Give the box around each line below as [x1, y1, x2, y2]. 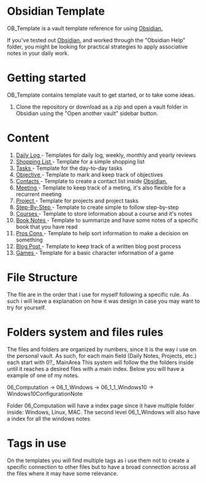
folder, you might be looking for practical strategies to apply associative [7, 43, 188, 50]
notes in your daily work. [7, 49, 69, 56]
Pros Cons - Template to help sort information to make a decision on [15, 229, 189, 237]
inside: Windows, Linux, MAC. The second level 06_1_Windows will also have [7, 408, 200, 416]
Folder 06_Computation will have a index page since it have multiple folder [7, 401, 195, 409]
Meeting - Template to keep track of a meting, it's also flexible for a [15, 184, 186, 191]
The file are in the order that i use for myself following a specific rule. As [7, 291, 189, 298]
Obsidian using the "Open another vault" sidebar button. [15, 109, 159, 117]
